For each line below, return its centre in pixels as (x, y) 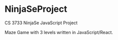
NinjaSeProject (36, 9)
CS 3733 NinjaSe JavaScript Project (41, 23)
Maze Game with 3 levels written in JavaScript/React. (59, 32)
